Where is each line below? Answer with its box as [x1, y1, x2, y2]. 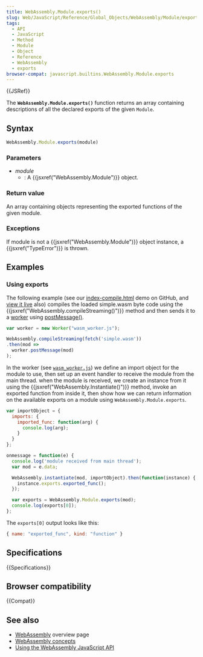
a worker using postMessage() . [6, 313, 84, 321]
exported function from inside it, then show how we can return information [6, 389, 192, 397]
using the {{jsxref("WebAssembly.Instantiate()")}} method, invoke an [6, 383, 177, 390]
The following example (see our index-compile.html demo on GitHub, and [6, 294, 189, 301]
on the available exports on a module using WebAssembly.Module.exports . [6, 396, 187, 403]
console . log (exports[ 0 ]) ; [11, 502, 77, 509]
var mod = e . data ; [11, 464, 59, 470]
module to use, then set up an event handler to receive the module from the [6, 370, 195, 378]
